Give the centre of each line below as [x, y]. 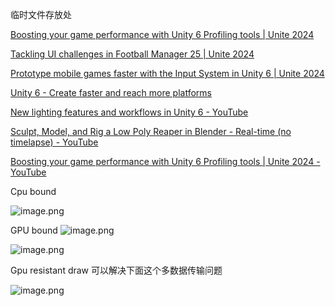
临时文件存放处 [41, 14]
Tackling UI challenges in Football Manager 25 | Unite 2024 [132, 54]
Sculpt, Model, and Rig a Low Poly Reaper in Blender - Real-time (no [151, 131]
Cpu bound [33, 191]
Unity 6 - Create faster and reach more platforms [111, 92]
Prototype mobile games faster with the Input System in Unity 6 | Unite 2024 [167, 73]
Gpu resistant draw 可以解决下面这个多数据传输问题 [116, 270]
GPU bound [34, 230]
